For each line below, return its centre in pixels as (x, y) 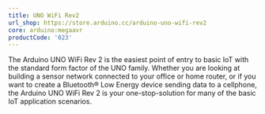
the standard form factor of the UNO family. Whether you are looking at (124, 68)
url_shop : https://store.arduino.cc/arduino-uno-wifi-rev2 (108, 23)
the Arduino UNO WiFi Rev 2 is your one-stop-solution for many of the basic (132, 93)
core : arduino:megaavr (45, 30)
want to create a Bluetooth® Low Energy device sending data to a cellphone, (132, 85)
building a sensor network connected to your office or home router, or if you (132, 76)
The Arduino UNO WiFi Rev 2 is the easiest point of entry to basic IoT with (129, 60)
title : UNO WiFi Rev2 (44, 15)
